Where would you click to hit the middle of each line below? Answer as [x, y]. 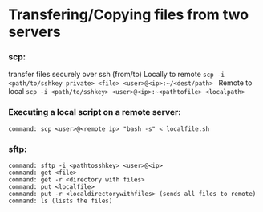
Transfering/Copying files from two [129, 15]
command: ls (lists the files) [61, 201]
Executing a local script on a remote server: [95, 112]
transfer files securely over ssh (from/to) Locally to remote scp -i [117, 75]
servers [35, 32]
